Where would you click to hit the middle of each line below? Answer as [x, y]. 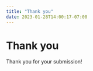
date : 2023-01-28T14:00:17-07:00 [47, 17]
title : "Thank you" [30, 11]
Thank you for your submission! [44, 62]
